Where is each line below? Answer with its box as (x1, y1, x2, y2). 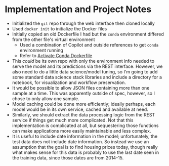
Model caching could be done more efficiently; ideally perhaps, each (12, 101, 156, 107)
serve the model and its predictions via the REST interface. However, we (12, 63, 163, 69)
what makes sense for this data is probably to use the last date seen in (12, 149, 159, 155)
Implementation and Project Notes (5, 4, 152, 15)
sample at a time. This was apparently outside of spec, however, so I (12, 90, 155, 96)
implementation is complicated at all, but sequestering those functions (12, 122, 159, 129)
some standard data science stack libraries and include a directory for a (12, 74, 162, 80)
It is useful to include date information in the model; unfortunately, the (12, 133, 158, 139)
